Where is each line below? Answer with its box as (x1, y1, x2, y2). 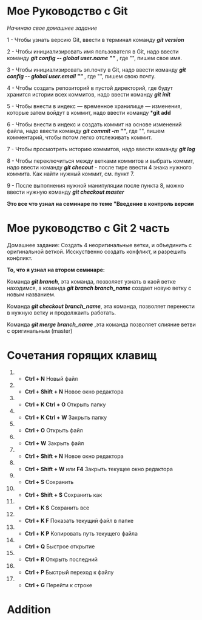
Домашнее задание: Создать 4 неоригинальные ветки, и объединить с (7, 241, 192, 248)
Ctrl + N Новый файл (24, 375, 78, 382)
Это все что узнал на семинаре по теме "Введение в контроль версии (7, 200, 194, 207)
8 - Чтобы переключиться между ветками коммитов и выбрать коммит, (7, 157, 195, 165)
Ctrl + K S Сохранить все (24, 504, 90, 511)
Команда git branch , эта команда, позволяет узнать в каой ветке (7, 278, 177, 285)
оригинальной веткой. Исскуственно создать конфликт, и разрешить (7, 248, 187, 255)
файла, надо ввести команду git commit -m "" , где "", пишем (7, 127, 165, 134)
